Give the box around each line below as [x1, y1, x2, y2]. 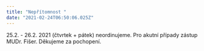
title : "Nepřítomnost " [6, 8, 67, 15]
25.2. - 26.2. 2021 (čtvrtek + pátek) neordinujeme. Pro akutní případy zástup [6, 31, 198, 38]
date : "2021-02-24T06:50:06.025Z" [6, 15, 94, 21]
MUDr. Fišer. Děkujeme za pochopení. [6, 38, 102, 45]
